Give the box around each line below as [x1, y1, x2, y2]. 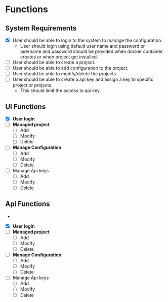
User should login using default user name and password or [20, 43, 145, 49]
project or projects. [12, 82, 53, 88]
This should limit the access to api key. [20, 87, 101, 94]
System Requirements [5, 24, 77, 33]
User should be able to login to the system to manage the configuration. [12, 37, 163, 43]
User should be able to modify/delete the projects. [12, 71, 117, 77]
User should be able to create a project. [12, 59, 96, 66]
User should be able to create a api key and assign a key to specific [12, 76, 154, 82]
